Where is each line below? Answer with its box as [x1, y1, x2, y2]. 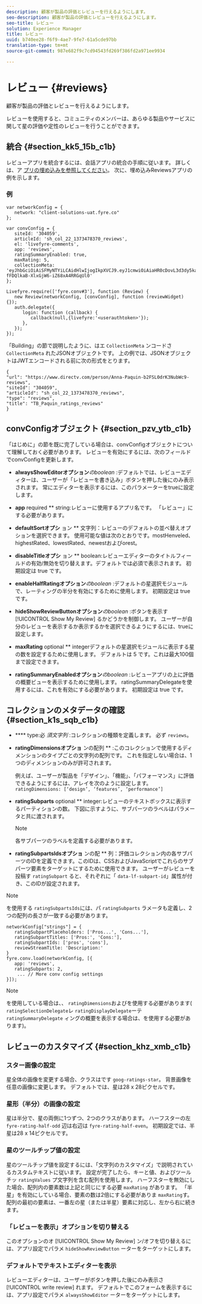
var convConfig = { [6, 225, 55, 232]
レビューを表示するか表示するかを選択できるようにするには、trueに [25, 623, 194, 630]
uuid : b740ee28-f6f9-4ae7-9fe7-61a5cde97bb [6, 37, 117, 43]
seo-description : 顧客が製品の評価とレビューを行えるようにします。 [6, 14, 159, 20]
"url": [6, 374, 23, 380]
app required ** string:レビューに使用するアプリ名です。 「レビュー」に [14, 503, 194, 511]
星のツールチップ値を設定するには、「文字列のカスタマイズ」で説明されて [6, 1161, 188, 1168]
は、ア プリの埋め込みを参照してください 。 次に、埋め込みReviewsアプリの [6, 166, 193, 173]
